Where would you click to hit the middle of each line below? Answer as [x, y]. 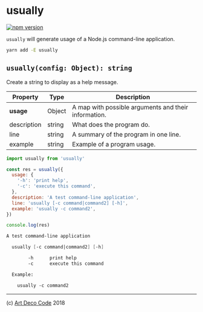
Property [25, 97]
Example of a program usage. [114, 144]
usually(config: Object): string [69, 68]
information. [89, 114]
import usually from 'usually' [46, 158]
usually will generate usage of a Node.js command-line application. [91, 39]
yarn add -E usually [32, 50]
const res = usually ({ [35, 169]
